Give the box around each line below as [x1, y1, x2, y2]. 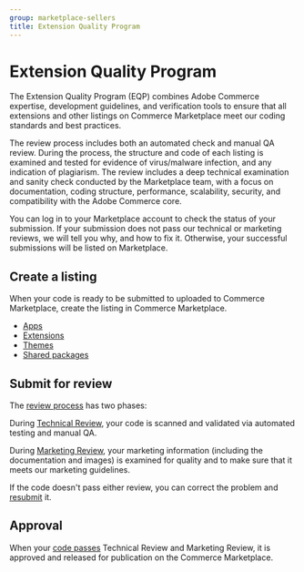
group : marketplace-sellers [9, 13, 117, 23]
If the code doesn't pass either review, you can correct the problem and [9, 482, 279, 493]
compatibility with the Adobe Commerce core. [9, 196, 182, 207]
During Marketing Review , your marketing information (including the [9, 445, 264, 456]
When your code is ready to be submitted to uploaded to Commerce [9, 293, 266, 304]
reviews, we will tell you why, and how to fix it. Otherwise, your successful [9, 233, 288, 244]
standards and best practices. [9, 120, 122, 131]
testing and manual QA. [9, 427, 97, 438]
